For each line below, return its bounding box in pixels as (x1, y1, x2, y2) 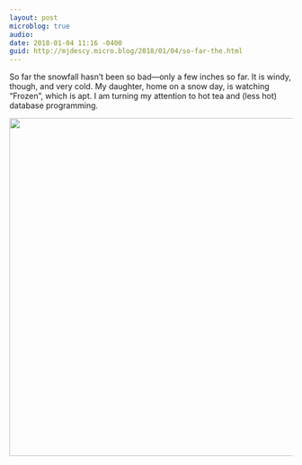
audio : (9, 30, 34, 39)
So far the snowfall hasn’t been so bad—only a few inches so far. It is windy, (9, 71, 292, 82)
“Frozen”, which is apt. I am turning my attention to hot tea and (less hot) (9, 91, 277, 102)
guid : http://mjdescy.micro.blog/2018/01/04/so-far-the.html (9, 47, 244, 56)
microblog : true (9, 22, 70, 31)
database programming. (9, 100, 99, 111)
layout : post (9, 13, 58, 23)
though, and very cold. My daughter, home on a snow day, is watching (9, 81, 270, 92)
